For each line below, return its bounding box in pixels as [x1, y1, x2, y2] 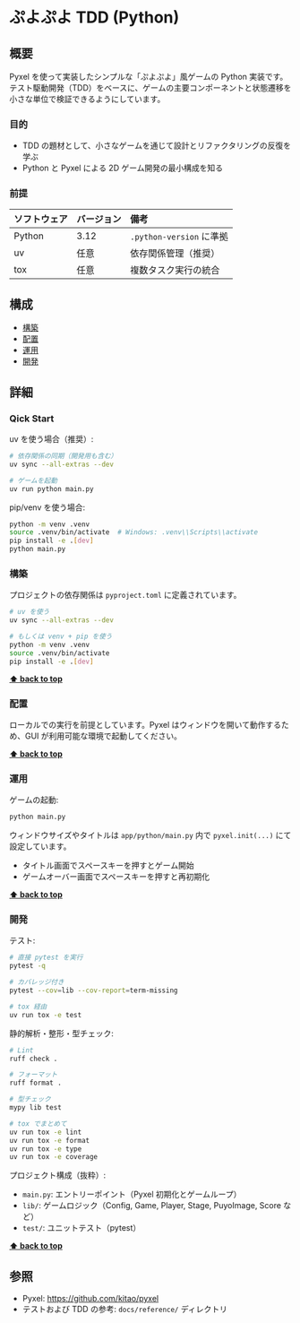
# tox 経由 [9, 1002, 47, 1011]
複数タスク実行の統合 [129, 264, 220, 276]
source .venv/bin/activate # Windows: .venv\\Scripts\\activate [9, 528, 258, 537]
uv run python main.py [9, 484, 94, 493]
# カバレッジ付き [9, 978, 64, 987]
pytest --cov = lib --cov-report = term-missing [9, 986, 178, 995]
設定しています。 [9, 841, 72, 852]
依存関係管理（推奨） [129, 246, 220, 259]
